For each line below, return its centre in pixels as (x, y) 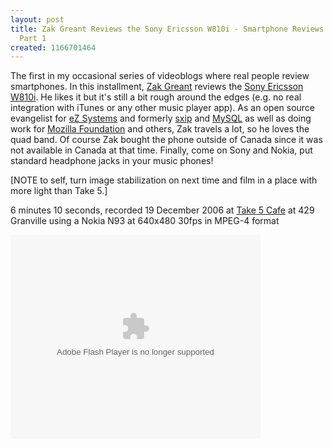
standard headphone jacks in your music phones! (112, 161)
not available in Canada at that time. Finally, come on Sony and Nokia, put (161, 150)
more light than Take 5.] (59, 191)
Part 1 (33, 38)
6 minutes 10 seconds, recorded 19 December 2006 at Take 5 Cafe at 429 (162, 210)
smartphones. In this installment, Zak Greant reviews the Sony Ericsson (157, 87)
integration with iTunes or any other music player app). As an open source (163, 108)
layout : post (37, 19)
